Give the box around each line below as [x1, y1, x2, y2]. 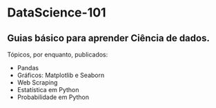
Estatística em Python [17, 86, 79, 94]
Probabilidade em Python [17, 93, 90, 101]
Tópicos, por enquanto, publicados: [7, 50, 108, 58]
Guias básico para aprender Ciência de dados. [7, 32, 210, 44]
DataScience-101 [7, 5, 106, 21]
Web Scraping [17, 78, 58, 87]
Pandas [17, 64, 39, 72]
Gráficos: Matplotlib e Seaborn [17, 71, 105, 79]
